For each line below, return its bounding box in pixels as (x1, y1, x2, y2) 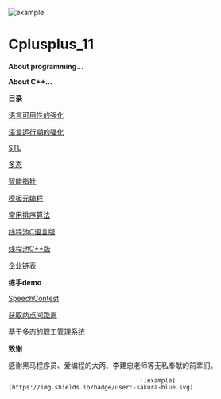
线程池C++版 (8, 243, 51, 254)
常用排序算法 (8, 210, 50, 219)
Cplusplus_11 (8, 36, 94, 53)
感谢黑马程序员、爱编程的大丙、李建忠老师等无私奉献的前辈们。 (8, 360, 217, 370)
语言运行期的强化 (8, 127, 64, 137)
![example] (139, 376, 176, 385)
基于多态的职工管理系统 (8, 327, 85, 336)
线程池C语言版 (8, 227, 56, 236)
